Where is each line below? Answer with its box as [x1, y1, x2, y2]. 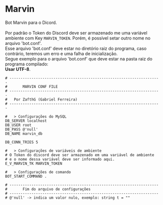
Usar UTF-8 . [5, 66, 31, 72]
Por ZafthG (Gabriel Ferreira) [14, 97, 78, 102]
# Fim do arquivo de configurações [5, 186, 91, 191]
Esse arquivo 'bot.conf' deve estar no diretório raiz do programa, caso [5, 45, 147, 51]
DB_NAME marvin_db [5, 131, 43, 136]
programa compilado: [5, 61, 48, 67]
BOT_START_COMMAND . [5, 174, 47, 179]
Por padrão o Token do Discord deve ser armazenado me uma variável [5, 30, 148, 36]
